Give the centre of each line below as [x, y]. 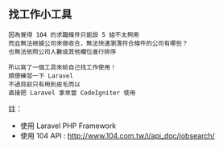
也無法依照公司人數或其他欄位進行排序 [62, 52]
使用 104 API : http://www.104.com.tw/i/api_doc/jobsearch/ [117, 135]
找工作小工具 [40, 14]
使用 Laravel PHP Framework [68, 126]
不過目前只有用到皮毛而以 [44, 84]
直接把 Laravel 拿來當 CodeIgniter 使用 [72, 93]
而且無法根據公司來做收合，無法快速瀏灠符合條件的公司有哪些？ [98, 43]
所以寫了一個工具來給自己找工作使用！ [62, 67]
